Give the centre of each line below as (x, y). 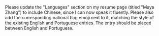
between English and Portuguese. (39, 28)
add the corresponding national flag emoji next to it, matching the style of (79, 18)
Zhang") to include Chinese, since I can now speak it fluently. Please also (79, 12)
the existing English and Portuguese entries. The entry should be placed (78, 23)
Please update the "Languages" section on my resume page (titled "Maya (79, 7)
